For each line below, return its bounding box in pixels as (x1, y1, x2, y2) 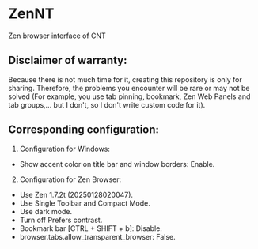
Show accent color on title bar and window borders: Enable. (19, 159, 215, 168)
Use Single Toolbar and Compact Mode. (19, 198, 150, 208)
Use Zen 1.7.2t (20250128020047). (19, 190, 133, 199)
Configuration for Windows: (19, 144, 111, 153)
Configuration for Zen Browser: (19, 175, 122, 184)
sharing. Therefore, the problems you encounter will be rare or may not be (8, 83, 250, 92)
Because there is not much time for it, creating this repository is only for (8, 74, 243, 84)
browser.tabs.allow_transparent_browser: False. (19, 232, 176, 241)
